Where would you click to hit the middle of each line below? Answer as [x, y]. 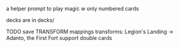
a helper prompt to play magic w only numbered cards [73, 9]
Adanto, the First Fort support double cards [59, 38]
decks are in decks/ [30, 20]
